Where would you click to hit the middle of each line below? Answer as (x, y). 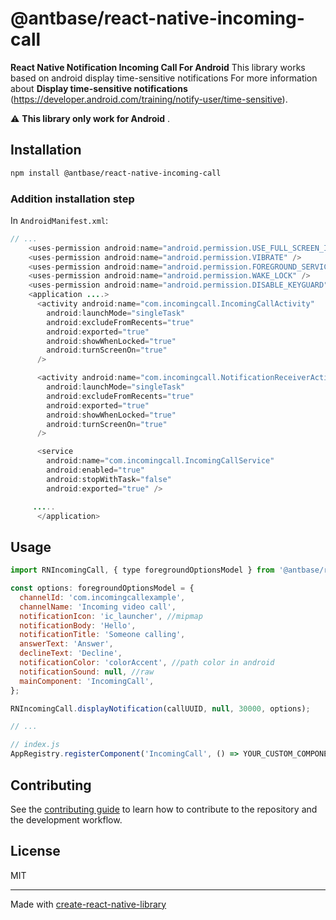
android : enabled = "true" (95, 470)
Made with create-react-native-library (88, 904)
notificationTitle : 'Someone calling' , (102, 635)
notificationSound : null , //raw (87, 672)
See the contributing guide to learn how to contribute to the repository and (164, 809)
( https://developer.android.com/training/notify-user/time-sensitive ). (149, 99)
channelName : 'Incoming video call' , (98, 607)
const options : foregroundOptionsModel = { (102, 588)
